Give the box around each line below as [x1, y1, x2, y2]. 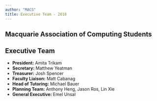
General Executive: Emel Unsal [12, 91, 76, 97]
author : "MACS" [5, 7, 36, 12]
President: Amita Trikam [12, 60, 62, 66]
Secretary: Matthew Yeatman [12, 65, 73, 71]
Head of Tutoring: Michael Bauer [12, 81, 79, 87]
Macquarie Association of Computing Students [5, 30, 152, 38]
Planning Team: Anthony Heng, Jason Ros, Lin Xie [12, 86, 115, 92]
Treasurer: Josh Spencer [12, 70, 64, 76]
